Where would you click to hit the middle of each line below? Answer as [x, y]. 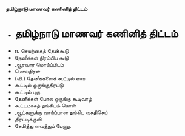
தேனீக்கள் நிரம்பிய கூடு [42, 58]
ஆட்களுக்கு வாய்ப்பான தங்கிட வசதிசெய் [61, 112]
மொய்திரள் [27, 71]
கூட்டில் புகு [27, 92]
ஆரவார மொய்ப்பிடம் [39, 64]
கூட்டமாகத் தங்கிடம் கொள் [45, 105]
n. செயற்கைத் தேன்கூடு [42, 50]
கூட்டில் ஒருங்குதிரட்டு [39, 85]
